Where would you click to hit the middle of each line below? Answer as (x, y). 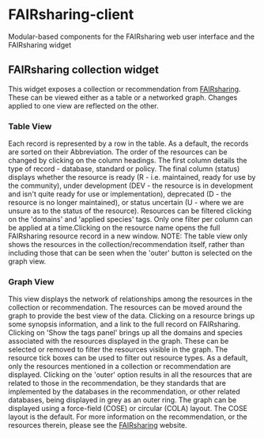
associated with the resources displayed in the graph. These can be (119, 341)
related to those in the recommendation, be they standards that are (117, 383)
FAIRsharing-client (71, 15)
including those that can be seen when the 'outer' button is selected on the (130, 253)
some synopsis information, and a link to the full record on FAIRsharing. (124, 324)
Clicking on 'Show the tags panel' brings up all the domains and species (126, 333)
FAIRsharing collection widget (84, 70)
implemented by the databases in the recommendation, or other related (124, 392)
